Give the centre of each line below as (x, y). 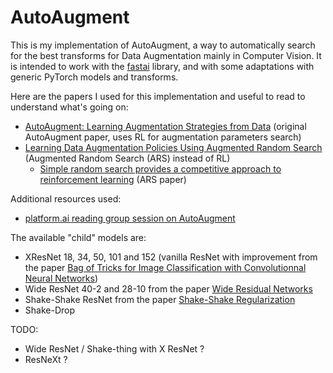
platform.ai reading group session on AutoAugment (130, 218)
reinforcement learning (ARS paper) (113, 179)
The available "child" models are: (78, 237)
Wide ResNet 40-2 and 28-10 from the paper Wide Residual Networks (168, 288)
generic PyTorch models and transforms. (94, 77)
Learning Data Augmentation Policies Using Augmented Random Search (173, 147)
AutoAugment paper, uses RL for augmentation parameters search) (163, 137)
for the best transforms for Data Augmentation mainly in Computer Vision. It (166, 55)
